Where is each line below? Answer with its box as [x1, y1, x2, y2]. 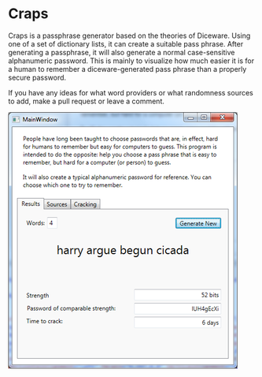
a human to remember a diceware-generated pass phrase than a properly [8, 64, 247, 73]
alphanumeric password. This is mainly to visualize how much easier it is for [8, 56, 254, 65]
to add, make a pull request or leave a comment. [8, 96, 165, 106]
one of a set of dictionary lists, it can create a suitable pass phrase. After [8, 39, 244, 48]
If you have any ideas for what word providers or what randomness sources [8, 88, 254, 97]
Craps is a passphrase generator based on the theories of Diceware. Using [8, 31, 251, 40]
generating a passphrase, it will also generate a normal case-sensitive [8, 47, 235, 57]
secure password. [8, 73, 67, 82]
